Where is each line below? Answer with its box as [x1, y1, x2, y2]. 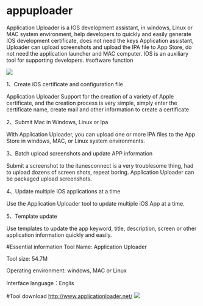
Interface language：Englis [6, 279, 74, 286]
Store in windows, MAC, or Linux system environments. [6, 137, 145, 144]
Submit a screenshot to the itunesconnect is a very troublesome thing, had [6, 162, 194, 169]
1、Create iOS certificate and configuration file [6, 80, 123, 88]
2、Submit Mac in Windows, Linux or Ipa [6, 118, 109, 125]
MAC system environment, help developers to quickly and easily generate [6, 30, 192, 37]
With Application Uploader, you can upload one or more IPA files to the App [6, 130, 195, 138]
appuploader [6, 4, 73, 18]
